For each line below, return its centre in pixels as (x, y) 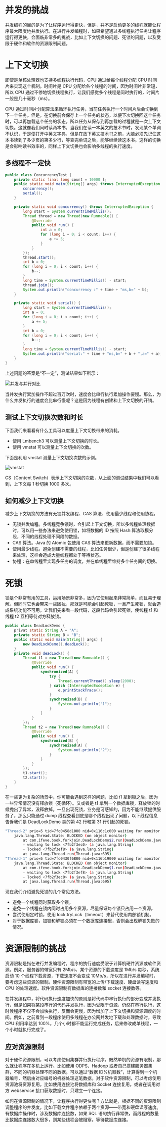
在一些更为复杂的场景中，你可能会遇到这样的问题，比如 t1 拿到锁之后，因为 (82, 797)
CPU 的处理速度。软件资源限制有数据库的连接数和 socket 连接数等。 (75, 988)
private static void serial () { (47, 303)
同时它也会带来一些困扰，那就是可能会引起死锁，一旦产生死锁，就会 (87, 604)
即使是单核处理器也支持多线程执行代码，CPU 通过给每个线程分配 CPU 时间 (81, 80)
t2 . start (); (35, 778)
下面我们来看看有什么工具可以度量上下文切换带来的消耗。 (63, 430)
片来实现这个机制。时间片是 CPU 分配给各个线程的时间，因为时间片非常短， (82, 86)
